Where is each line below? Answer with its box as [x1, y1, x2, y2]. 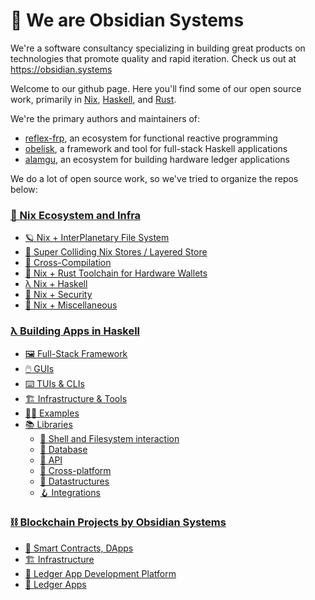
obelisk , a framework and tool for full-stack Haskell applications [24, 142, 288, 154]
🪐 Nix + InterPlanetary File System [24, 232, 170, 244]
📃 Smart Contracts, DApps [24, 542, 134, 554]
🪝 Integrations [39, 486, 101, 498]
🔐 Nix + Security [24, 289, 93, 301]
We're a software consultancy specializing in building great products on [10, 42, 306, 54]
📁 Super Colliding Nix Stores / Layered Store [24, 246, 208, 258]
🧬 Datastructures [39, 475, 110, 487]
